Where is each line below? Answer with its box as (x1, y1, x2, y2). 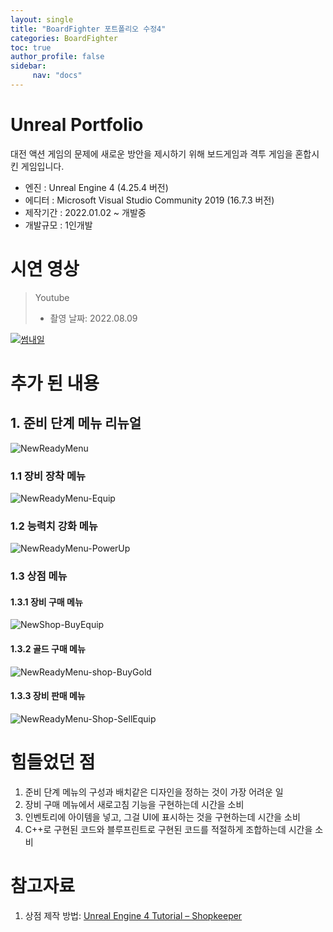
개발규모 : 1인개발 (24, 219, 93, 231)
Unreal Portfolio (10, 114, 144, 136)
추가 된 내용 (10, 372, 100, 395)
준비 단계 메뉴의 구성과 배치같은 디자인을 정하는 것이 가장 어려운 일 (24, 786, 284, 798)
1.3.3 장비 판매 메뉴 (10, 690, 86, 702)
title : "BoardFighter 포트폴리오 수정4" (10, 24, 167, 34)
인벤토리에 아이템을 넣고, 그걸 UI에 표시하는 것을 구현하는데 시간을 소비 (24, 811, 301, 823)
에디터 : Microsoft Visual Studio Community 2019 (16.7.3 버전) (24, 194, 275, 206)
